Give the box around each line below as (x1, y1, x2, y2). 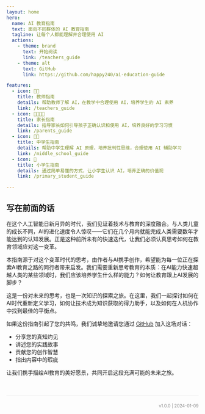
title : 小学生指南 (17, 162, 60, 168)
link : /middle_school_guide (17, 150, 88, 156)
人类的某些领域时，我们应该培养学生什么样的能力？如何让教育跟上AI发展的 (11, 271, 199, 278)
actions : (12, 37, 34, 43)
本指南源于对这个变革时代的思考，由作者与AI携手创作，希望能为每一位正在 (6, 256, 193, 263)
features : (6, 82, 32, 89)
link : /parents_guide (17, 128, 72, 134)
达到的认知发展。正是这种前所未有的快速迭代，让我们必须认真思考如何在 (11, 235, 193, 242)
